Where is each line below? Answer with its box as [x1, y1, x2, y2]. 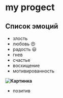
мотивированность [12, 68, 55, 74]
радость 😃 [12, 46, 37, 52]
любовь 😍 [12, 41, 36, 47]
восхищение [12, 63, 40, 68]
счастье [12, 57, 30, 63]
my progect [5, 2, 55, 13]
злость [12, 35, 28, 41]
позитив [12, 88, 30, 93]
